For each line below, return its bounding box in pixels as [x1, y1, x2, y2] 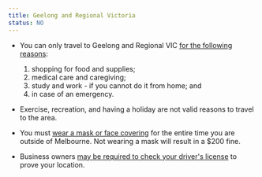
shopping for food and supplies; [31, 64, 136, 73]
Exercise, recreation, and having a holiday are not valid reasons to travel [19, 104, 254, 114]
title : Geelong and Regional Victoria [8, 11, 136, 20]
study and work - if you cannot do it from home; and [31, 80, 202, 90]
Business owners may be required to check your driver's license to [19, 151, 238, 161]
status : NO [8, 19, 44, 27]
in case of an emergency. [31, 89, 114, 98]
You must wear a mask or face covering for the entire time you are [19, 127, 235, 138]
